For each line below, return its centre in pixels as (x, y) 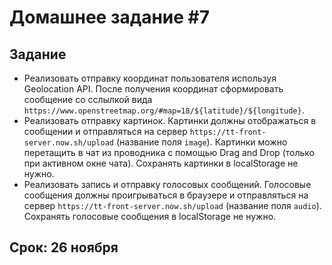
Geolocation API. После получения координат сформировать (153, 89)
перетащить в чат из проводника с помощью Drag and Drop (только (169, 152)
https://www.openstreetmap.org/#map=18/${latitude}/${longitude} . (164, 110)
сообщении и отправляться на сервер (105, 131)
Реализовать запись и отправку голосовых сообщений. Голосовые (167, 184)
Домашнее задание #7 (110, 17)
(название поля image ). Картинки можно (201, 142)
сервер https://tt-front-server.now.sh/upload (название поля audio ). (172, 205)
